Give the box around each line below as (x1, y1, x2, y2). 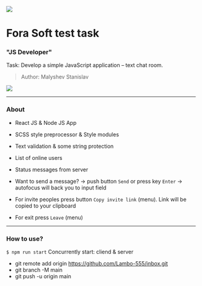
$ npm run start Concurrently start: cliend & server (6, 248, 133, 256)
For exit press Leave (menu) (14, 214, 83, 221)
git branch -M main (14, 266, 63, 274)
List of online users (14, 154, 63, 161)
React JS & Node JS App (14, 119, 77, 126)
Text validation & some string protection (14, 142, 114, 150)
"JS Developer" (6, 48, 52, 57)
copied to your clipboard (14, 202, 76, 209)
